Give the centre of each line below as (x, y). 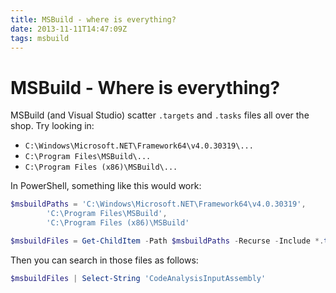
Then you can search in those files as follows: (104, 260)
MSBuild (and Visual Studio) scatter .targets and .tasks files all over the (160, 115)
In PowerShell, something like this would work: (106, 186)
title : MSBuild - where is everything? (93, 19)
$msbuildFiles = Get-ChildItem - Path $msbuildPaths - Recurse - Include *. (167, 241)
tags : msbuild (40, 38)
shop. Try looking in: (52, 126)
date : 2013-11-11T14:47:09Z (69, 29)
